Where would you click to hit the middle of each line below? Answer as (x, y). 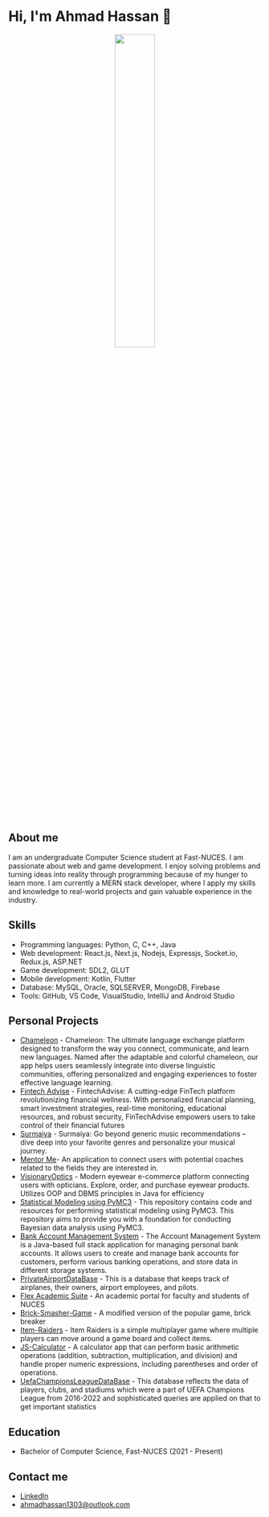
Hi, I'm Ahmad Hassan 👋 (90, 16)
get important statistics (58, 1407)
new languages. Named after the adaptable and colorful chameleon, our (139, 1057)
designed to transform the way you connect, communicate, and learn (134, 1049)
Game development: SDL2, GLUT (75, 970)
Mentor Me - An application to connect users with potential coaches (132, 1160)
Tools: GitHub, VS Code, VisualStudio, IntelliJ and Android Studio (127, 995)
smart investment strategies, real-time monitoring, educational (123, 1108)
